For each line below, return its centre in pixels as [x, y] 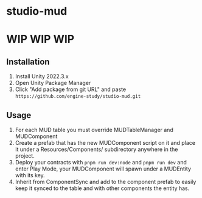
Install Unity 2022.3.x [42, 76]
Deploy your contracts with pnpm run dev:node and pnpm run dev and [101, 162]
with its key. [30, 175]
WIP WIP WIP [40, 39]
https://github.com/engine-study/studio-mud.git [78, 97]
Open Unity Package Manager [53, 83]
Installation [28, 61]
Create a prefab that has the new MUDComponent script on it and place [105, 143]
